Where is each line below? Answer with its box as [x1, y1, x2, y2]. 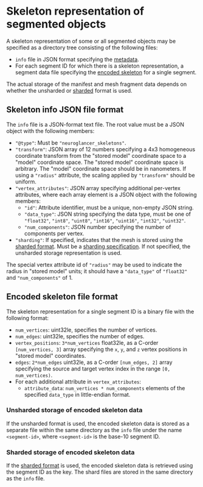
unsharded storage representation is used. [15, 249, 122, 257]
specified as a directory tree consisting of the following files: [6, 44, 158, 51]
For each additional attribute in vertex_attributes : [15, 378, 142, 385]
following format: [6, 314, 49, 321]
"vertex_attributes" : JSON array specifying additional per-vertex [15, 184, 181, 191]
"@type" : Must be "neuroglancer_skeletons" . [15, 139, 126, 146]
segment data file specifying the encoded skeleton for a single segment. [15, 68, 197, 76]
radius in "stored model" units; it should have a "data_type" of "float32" [6, 267, 188, 275]
